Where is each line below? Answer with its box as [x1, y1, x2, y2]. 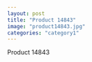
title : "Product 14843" [7, 17, 77, 23]
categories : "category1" [7, 29, 79, 37]
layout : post [7, 10, 45, 17]
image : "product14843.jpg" [7, 23, 86, 30]
